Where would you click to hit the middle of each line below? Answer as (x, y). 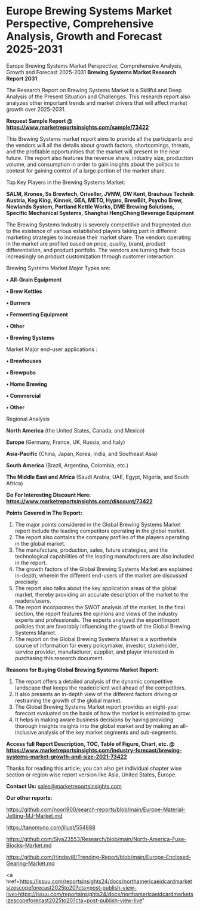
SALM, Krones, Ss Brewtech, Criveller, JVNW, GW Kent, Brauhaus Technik (100, 194)
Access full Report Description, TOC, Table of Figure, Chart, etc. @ (90, 743)
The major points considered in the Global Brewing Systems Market (98, 524)
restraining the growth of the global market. (68, 700)
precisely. (27, 582)
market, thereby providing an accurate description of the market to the (101, 594)
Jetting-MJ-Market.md (34, 815)
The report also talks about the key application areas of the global (96, 588)
